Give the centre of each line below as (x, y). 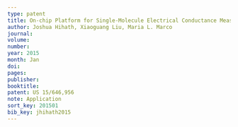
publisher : (23, 79)
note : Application (34, 99)
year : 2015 (23, 54)
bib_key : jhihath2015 (39, 112)
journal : (20, 34)
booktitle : (23, 86)
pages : (17, 73)
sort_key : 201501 (33, 106)
